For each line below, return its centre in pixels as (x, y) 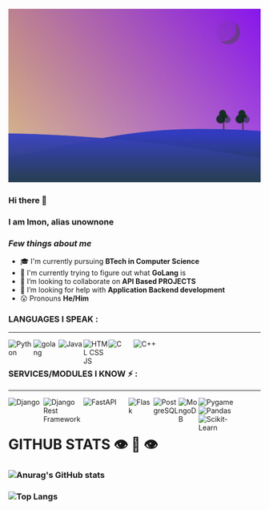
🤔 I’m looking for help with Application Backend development (122, 290)
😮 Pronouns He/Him (54, 298)
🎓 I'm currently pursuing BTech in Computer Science (110, 261)
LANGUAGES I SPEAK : (53, 319)
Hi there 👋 (28, 200)
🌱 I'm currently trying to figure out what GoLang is (103, 273)
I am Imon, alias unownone (61, 221)
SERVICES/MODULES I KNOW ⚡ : (73, 374)
